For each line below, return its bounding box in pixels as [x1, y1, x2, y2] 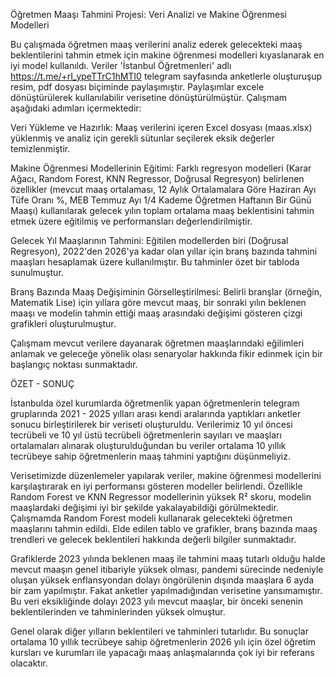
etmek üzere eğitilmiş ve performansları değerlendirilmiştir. [10, 215, 253, 227]
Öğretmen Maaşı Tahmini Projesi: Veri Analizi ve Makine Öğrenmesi [10, 9, 287, 20]
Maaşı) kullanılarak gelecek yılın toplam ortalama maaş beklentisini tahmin [10, 205, 315, 216]
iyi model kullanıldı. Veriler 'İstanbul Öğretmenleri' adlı [10, 60, 232, 71]
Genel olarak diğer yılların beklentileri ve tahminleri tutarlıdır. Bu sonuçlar [10, 625, 309, 637]
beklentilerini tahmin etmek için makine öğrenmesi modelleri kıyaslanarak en [10, 49, 325, 61]
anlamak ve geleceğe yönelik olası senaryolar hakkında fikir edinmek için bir [10, 348, 323, 359]
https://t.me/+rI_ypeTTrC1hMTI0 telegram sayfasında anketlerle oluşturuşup [10, 70, 323, 82]
